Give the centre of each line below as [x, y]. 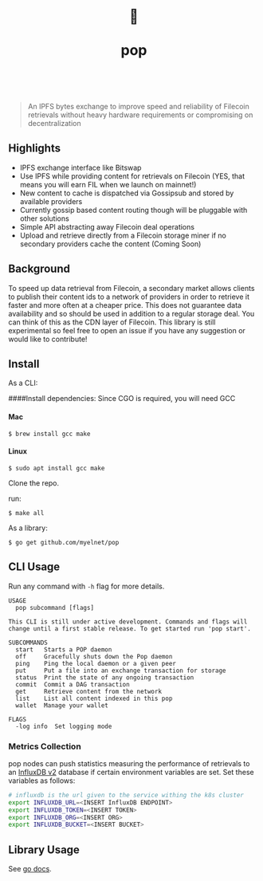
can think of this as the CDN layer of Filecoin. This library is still [112, 322]
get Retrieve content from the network [88, 691]
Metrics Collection [45, 746]
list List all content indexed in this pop [94, 698]
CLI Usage [34, 567]
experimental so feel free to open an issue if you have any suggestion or [127, 330]
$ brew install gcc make [49, 434]
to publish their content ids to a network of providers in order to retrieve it [129, 297]
